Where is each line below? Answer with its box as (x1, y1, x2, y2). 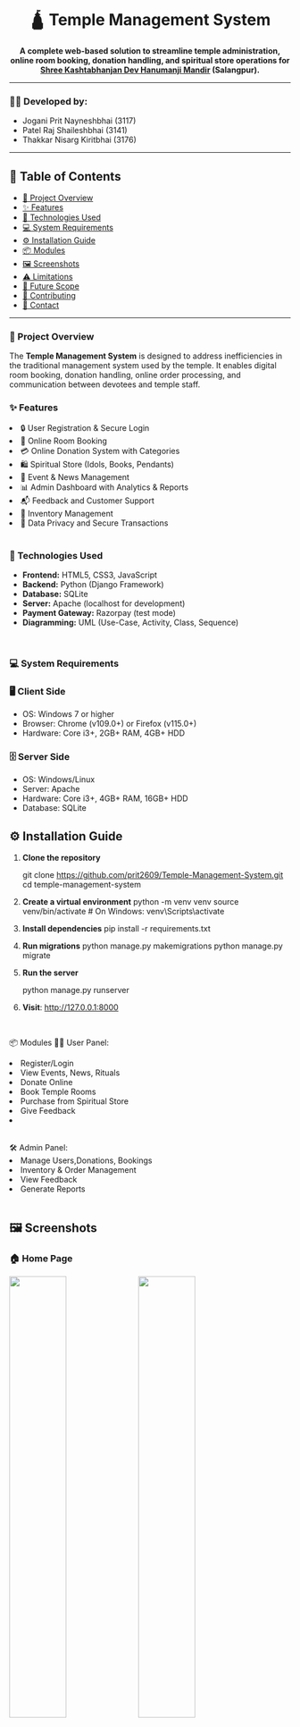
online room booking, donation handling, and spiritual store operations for (10, 55, 290, 65)
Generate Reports (21, 1184, 86, 1194)
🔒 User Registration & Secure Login (21, 422, 150, 433)
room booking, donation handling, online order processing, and (9, 370, 241, 381)
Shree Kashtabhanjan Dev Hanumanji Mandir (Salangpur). (39, 64, 261, 75)
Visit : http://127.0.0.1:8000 (21, 1002, 119, 1013)
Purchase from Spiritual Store (21, 1096, 129, 1107)
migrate (21, 950, 51, 961)
